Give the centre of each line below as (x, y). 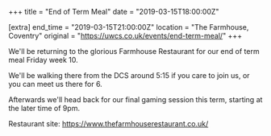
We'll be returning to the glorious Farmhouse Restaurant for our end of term (134, 51)
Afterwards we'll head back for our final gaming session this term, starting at (135, 99)
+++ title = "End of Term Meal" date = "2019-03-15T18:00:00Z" (114, 12)
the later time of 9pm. (44, 108)
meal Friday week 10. (43, 60)
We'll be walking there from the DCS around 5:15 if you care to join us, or (129, 75)
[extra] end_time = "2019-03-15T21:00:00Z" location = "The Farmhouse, (129, 27)
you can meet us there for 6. (55, 84)
